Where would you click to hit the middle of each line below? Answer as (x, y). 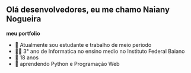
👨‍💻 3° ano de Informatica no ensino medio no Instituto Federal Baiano (100, 51)
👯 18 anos (27, 57)
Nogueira (24, 19)
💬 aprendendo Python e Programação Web (67, 64)
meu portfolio (23, 33)
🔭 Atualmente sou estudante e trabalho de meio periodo (83, 45)
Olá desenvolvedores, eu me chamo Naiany (88, 10)
